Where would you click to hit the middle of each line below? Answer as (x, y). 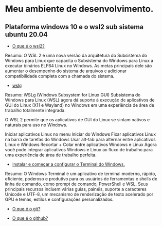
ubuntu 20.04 (26, 34)
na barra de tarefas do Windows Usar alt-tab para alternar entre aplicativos (80, 139)
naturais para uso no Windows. (36, 125)
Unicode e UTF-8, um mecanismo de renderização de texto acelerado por (79, 194)
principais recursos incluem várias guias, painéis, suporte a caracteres (76, 189)
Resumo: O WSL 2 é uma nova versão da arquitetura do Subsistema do (76, 55)
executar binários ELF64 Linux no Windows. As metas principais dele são (79, 66)
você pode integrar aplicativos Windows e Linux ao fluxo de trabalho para (79, 150)
